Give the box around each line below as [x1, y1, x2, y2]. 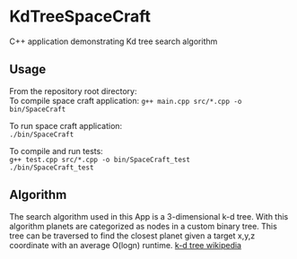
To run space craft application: [9, 120, 123, 131]
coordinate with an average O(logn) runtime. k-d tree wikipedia [9, 239, 242, 250]
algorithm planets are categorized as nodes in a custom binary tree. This [9, 220, 278, 231]
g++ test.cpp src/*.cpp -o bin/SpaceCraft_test [9, 155, 191, 164]
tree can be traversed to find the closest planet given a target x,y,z [9, 230, 256, 241]
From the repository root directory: [9, 85, 137, 96]
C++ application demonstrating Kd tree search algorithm [9, 36, 218, 47]
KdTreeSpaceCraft [9, 6, 151, 27]
